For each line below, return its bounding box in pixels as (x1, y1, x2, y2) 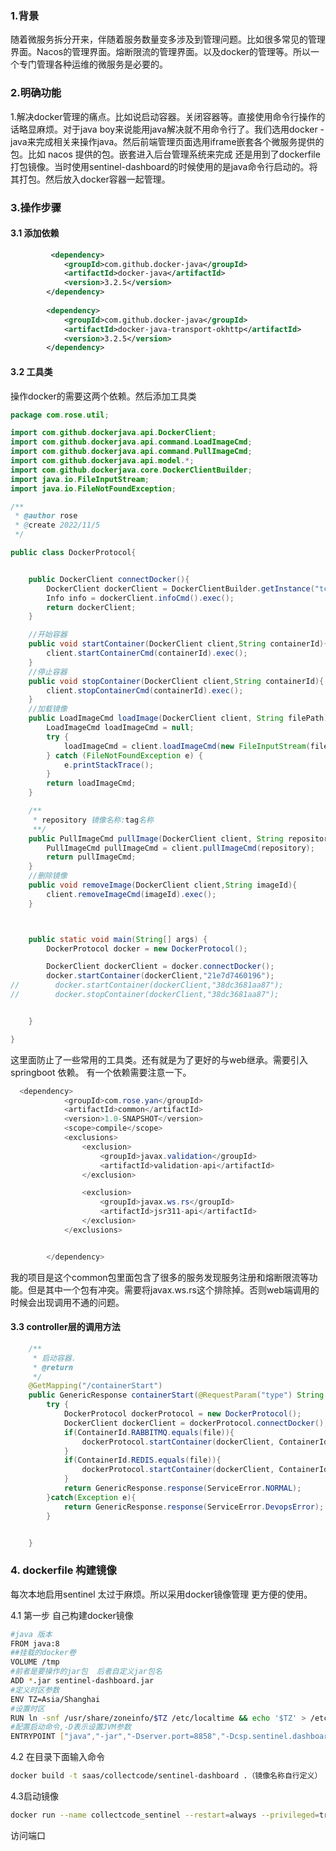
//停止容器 (28, 667, 68, 677)
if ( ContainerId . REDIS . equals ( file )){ (63, 1455, 222, 1466)
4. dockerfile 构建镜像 (10, 1563, 117, 1577)
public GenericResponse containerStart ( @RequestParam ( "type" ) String (28, 1390, 325, 1401)
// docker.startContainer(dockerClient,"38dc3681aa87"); (10, 980, 284, 991)
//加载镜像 (28, 704, 68, 714)
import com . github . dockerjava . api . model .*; (10, 456, 195, 466)
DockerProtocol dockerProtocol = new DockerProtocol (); (63, 1409, 302, 1419)
